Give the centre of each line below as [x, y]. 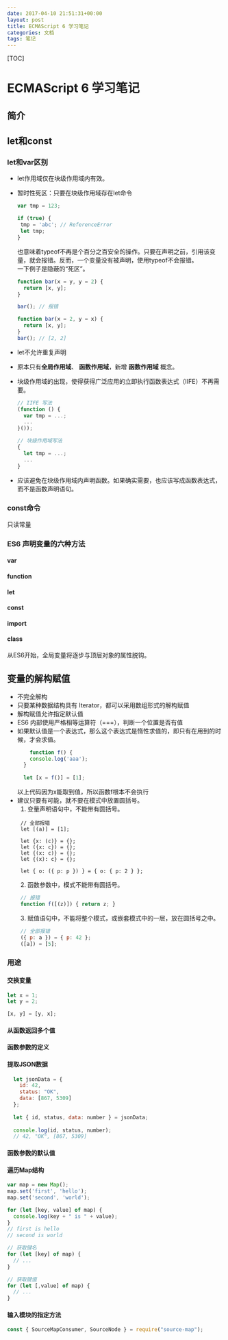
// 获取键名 [22, 1248]
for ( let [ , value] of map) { [49, 1286]
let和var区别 [28, 162]
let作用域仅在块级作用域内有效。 [62, 178]
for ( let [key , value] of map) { [55, 1210]
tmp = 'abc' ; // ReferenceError [66, 225]
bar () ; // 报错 [38, 307]
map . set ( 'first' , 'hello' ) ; [47, 1191]
